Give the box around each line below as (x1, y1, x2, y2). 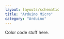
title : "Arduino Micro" (5, 12, 53, 17)
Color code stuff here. (5, 30, 49, 36)
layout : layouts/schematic (5, 7, 60, 12)
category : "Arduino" (5, 16, 47, 21)
